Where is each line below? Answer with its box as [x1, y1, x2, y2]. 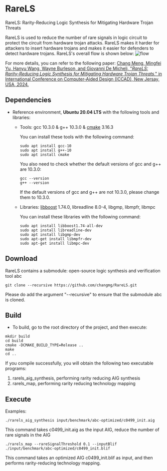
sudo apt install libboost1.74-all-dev [19, 223, 103, 228]
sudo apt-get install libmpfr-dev [19, 236, 92, 241]
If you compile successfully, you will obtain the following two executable [5, 360, 154, 366]
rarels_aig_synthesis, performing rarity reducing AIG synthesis [12, 375, 141, 381]
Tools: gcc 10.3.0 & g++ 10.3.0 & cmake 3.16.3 [19, 124, 114, 130]
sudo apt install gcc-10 [19, 143, 72, 148]
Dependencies [5, 96, 51, 104]
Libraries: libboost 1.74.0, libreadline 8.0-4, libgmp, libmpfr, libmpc [19, 204, 156, 210]
